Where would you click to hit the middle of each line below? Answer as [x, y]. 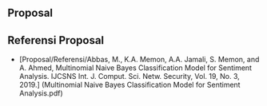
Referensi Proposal [56, 40]
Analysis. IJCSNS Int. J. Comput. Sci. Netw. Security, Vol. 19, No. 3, [130, 77]
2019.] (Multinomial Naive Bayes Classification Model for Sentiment [130, 85]
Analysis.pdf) [41, 93]
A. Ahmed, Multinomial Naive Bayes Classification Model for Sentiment [135, 68]
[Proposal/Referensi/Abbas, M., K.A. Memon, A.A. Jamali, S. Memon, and [139, 60]
